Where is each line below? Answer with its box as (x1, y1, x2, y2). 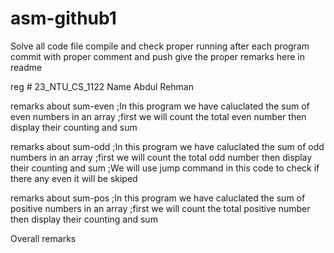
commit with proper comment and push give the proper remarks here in (10, 50, 306, 62)
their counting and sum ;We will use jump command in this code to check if (10, 162, 320, 174)
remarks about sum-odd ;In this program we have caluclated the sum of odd (10, 140, 325, 152)
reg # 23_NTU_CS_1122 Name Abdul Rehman (10, 80, 195, 92)
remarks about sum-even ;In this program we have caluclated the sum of (10, 100, 310, 112)
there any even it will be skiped (10, 172, 138, 184)
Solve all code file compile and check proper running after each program (10, 40, 310, 52)
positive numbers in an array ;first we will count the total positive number (10, 202, 311, 214)
